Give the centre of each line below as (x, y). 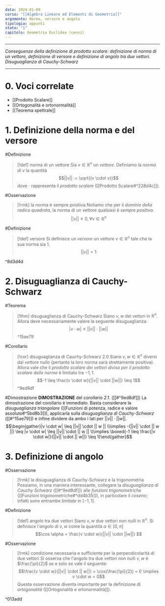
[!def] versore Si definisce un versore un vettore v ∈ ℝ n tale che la (84, 238)
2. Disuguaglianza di (47, 282)
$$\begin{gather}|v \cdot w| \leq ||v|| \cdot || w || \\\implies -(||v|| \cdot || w (82, 426)
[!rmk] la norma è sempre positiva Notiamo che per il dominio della (84, 204)
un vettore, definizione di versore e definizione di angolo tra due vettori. (78, 56)
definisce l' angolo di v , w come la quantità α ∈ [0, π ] (70, 526)
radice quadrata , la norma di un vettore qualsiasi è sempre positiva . (86, 210)
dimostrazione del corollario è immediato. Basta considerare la (68, 403)
